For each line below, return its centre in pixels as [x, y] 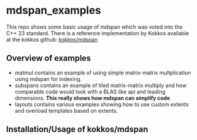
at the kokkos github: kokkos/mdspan [52, 39]
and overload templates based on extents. [66, 110]
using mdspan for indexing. [48, 79]
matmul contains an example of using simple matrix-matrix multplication [103, 73]
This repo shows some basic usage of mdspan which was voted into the [94, 27]
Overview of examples [49, 58]
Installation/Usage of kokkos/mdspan [77, 130]
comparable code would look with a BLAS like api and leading [90, 91]
